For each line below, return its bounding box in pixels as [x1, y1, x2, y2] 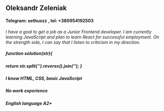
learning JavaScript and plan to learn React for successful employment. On [5, 34, 160, 40]
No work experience [5, 88, 48, 94]
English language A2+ [5, 100, 52, 106]
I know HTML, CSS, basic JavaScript [5, 75, 82, 81]
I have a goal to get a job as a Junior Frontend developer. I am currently [5, 29, 152, 35]
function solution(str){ [5, 50, 53, 56]
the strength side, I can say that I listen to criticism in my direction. [5, 39, 141, 45]
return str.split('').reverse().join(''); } [5, 63, 83, 69]
